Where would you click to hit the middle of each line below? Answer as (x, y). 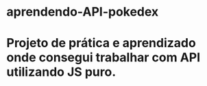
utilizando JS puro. (61, 72)
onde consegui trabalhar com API (103, 58)
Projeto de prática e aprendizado (101, 43)
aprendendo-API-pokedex (83, 12)
